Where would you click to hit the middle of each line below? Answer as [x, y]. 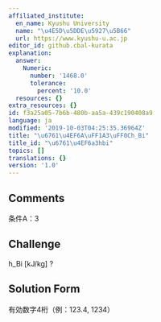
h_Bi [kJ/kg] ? [31, 263]
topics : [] [27, 151]
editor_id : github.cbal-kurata [61, 46]
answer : [29, 61]
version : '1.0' [34, 166]
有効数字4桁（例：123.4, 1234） [62, 309]
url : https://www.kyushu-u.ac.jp [72, 38]
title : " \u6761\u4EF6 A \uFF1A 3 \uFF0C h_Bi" [79, 135]
